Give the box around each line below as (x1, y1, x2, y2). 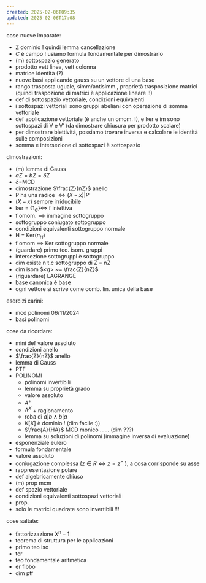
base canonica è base (15, 279, 72, 286)
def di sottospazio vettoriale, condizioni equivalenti (15, 96, 145, 103)
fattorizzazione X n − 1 (15, 529, 70, 538)
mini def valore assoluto (15, 339, 77, 347)
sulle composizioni (15, 134, 63, 142)
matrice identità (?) (15, 69, 63, 77)
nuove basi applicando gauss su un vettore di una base (15, 76, 155, 83)
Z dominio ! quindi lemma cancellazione (15, 44, 116, 51)
